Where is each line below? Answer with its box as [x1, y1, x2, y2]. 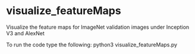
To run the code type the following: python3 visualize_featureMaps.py [6, 41, 177, 48]
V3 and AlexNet [6, 29, 45, 36]
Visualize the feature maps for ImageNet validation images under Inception [6, 23, 190, 31]
